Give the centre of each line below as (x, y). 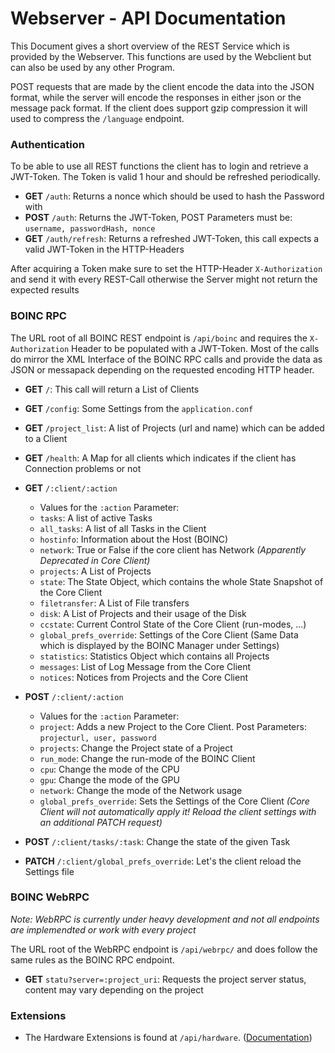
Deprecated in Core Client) (95, 560)
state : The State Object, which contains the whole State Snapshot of (181, 581)
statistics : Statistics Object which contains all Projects (154, 656)
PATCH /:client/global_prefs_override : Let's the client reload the (163, 861)
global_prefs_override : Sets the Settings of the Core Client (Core (174, 801)
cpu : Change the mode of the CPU (109, 769)
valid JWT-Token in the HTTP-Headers (104, 249)
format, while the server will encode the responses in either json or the (156, 97)
